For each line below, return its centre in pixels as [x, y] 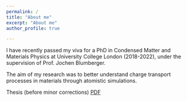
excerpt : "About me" [32, 23]
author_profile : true [33, 28]
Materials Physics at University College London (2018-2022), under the [94, 56]
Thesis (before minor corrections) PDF [53, 92]
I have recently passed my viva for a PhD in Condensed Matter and [89, 50]
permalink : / [22, 12]
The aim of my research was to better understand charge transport [89, 74]
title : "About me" [29, 17]
